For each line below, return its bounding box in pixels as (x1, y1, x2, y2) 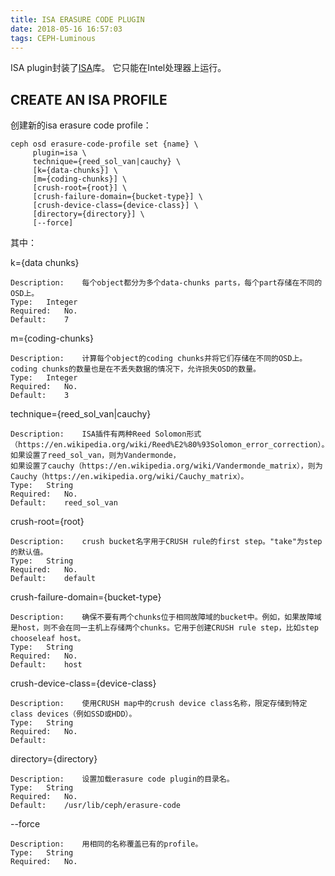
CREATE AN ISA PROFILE (10, 91, 168, 108)
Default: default (10, 574, 97, 584)
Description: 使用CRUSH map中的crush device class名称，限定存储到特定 (10, 699, 308, 709)
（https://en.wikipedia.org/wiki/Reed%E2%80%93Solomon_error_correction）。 (10, 440, 330, 450)
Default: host (10, 660, 83, 670)
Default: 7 (10, 315, 70, 325)
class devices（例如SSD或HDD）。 (10, 709, 137, 720)
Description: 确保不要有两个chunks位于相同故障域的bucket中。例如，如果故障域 (10, 612, 322, 623)
